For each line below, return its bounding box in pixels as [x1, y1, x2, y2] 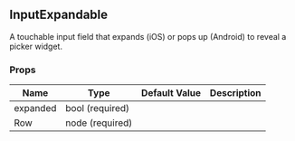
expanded [14, 102, 57, 115]
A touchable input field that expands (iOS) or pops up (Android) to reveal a [9, 31, 287, 42]
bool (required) [65, 102, 129, 115]
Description [209, 87, 262, 99]
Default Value [141, 87, 202, 99]
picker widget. [9, 41, 63, 52]
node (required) [65, 117, 133, 129]
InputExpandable [9, 7, 109, 23]
